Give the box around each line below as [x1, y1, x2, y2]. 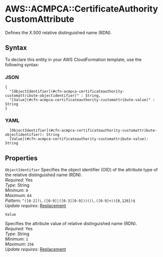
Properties [5, 154, 38, 162]
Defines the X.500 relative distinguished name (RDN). [5, 30, 112, 35]
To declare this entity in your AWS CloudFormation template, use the [5, 57, 142, 62]
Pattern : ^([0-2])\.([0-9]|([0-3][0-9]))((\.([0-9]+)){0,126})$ [5, 197, 135, 204]
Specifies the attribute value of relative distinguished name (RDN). [5, 221, 137, 227]
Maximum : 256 [5, 241, 34, 247]
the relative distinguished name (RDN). [5, 172, 82, 178]
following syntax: [5, 61, 39, 67]
